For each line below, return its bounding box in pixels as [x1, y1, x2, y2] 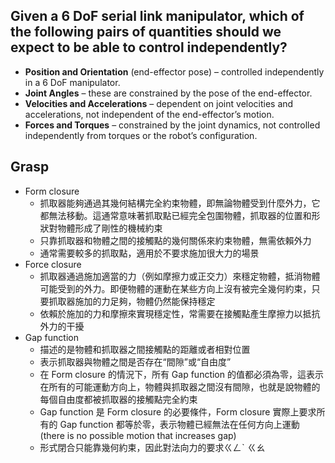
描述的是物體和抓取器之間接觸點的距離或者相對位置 [39, 343, 251, 355]
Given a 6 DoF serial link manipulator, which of [10, 8, 305, 25]
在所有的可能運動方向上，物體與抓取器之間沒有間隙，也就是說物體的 [39, 380, 321, 393]
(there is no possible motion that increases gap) [39, 429, 237, 441]
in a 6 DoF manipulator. [24, 76, 121, 88]
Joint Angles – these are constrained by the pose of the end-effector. [24, 87, 313, 99]
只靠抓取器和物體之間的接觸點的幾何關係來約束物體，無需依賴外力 [39, 234, 312, 246]
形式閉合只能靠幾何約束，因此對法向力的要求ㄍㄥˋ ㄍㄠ [39, 441, 266, 453]
